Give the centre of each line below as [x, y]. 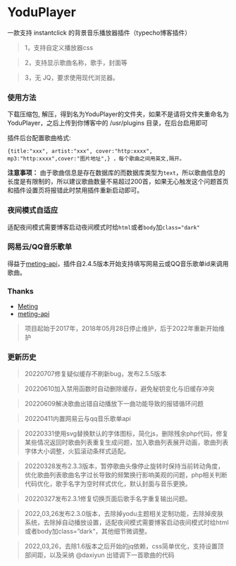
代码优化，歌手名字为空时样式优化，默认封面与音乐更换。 [108, 484]
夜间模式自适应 [33, 210]
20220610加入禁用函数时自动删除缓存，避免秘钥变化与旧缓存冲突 [119, 389]
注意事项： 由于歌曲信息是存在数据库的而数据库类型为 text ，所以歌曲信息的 [116, 172]
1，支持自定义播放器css [59, 47]
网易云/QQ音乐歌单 [40, 247]
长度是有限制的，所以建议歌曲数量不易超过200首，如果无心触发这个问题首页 [118, 182]
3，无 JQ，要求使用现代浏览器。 [72, 77]
